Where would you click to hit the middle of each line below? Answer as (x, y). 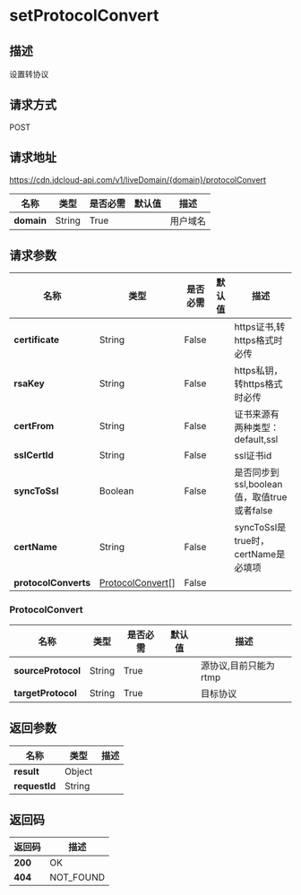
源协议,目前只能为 (238, 666)
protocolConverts (52, 583)
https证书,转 (260, 327)
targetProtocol (46, 693)
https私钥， (258, 371)
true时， (252, 541)
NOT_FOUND (77, 877)
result (27, 771)
